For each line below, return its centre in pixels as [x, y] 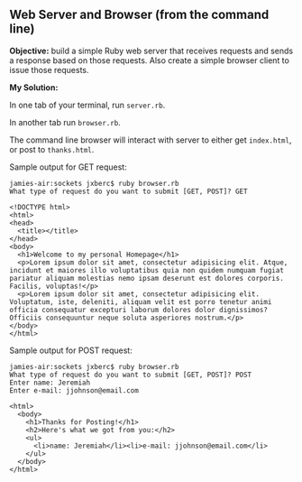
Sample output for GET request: [69, 167]
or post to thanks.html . [52, 149]
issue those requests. [49, 70]
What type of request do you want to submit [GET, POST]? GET [128, 191]
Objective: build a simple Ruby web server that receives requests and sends [151, 51]
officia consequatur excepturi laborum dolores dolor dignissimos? [139, 310]
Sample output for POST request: [71, 350]
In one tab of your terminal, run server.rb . [87, 105]
